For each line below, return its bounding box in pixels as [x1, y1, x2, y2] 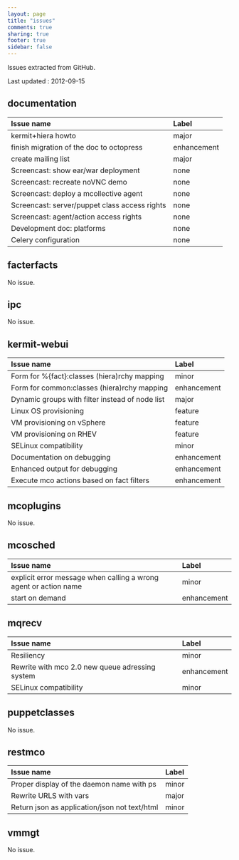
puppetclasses [7, 707, 75, 719]
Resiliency [11, 650, 46, 660]
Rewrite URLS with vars [11, 791, 90, 801]
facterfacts [7, 259, 58, 271]
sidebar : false [7, 43, 53, 51]
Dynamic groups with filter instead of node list [11, 395, 165, 405]
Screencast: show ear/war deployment [11, 165, 140, 175]
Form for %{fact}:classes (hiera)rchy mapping [11, 371, 165, 381]
